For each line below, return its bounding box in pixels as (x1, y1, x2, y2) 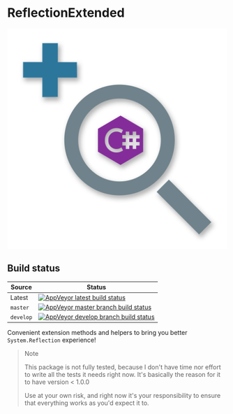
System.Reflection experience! (7, 336, 96, 344)
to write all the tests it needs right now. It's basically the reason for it (24, 370, 221, 378)
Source (10, 283, 33, 292)
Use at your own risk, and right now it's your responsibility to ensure (24, 391, 221, 399)
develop (10, 314, 33, 321)
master (10, 304, 29, 311)
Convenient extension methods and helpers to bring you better (7, 328, 188, 336)
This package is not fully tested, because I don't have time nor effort (24, 362, 221, 371)
